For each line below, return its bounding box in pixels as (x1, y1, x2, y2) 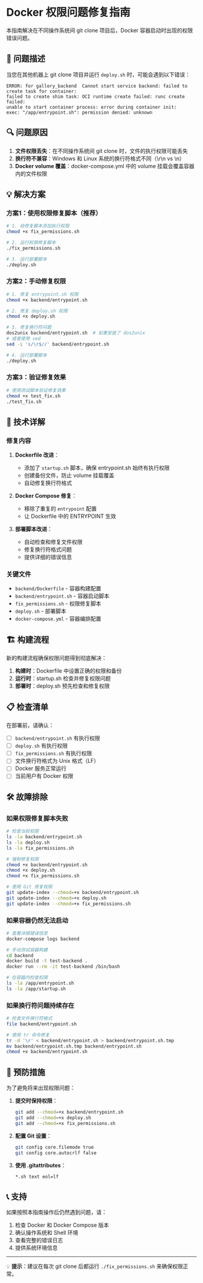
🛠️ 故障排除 (6, 792, 48, 802)
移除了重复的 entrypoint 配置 (24, 505, 97, 512)
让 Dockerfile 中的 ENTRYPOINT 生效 (24, 512, 117, 520)
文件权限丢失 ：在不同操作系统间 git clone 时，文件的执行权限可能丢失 (14, 147, 188, 154)
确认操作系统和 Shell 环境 (14, 1229, 79, 1236)
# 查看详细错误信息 (6, 930, 48, 936)
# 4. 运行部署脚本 (6, 352, 47, 358)
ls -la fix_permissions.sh (6, 845, 74, 851)
